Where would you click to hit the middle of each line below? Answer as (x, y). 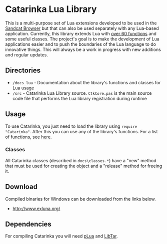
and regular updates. (27, 55)
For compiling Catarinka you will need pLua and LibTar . (61, 236)
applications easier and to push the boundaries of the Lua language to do (81, 44)
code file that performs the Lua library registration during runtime (79, 98)
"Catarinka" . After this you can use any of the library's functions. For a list (81, 131)
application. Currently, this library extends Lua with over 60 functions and (81, 33)
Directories (23, 71)
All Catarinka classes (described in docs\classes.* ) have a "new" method (81, 160)
